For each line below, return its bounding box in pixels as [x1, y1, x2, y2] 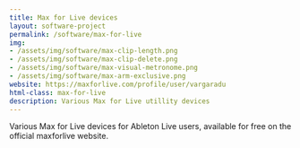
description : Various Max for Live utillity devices [9, 96, 210, 106]
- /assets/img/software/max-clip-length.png [9, 47, 178, 56]
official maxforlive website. [9, 131, 109, 142]
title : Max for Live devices [9, 13, 118, 22]
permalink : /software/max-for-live [9, 30, 142, 39]
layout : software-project [9, 22, 106, 30]
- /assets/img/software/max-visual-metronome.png [9, 64, 199, 73]
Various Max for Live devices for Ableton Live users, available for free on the [9, 121, 292, 132]
